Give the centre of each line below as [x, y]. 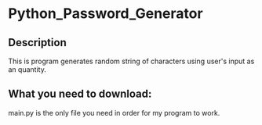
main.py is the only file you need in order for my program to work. [114, 112]
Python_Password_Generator [106, 14]
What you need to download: [80, 94]
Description [37, 43]
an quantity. [27, 70]
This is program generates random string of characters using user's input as [131, 61]
